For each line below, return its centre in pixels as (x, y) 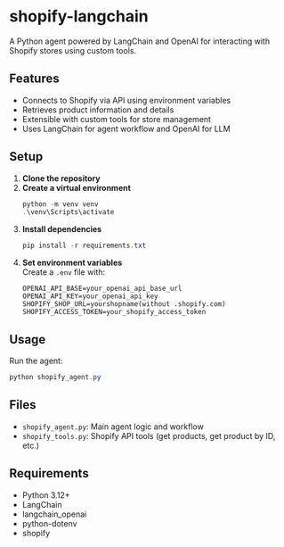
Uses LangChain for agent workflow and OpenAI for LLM (126, 128)
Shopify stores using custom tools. (73, 50)
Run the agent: (36, 361)
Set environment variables (72, 263)
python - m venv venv (60, 204)
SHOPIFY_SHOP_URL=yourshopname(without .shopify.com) (124, 304)
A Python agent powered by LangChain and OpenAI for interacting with (139, 41)
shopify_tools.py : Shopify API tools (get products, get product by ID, (149, 435)
